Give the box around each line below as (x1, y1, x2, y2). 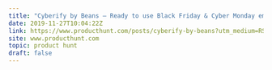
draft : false (8, 49, 53, 57)
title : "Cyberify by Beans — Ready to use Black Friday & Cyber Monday (8, 11, 255, 20)
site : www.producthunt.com (8, 34, 100, 43)
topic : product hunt (8, 42, 79, 50)
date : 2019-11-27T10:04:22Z (8, 19, 104, 27)
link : (8, 27, 27, 35)
